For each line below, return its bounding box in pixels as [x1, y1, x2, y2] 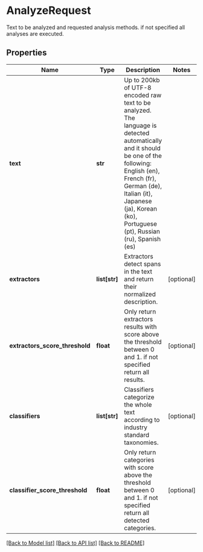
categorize [123, 393, 155, 401]
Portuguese [123, 219, 157, 228]
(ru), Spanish [123, 234, 161, 243]
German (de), [123, 182, 162, 190]
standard [123, 430, 150, 439]
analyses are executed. [6, 30, 65, 37]
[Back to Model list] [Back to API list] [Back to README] [6, 539, 145, 547]
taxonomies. [123, 438, 159, 447]
